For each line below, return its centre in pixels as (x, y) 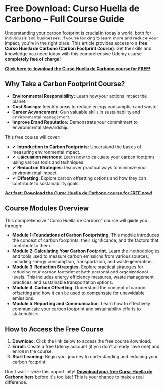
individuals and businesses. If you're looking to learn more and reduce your (82, 38)
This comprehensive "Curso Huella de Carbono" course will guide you (76, 220)
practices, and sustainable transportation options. (63, 282)
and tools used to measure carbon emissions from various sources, (81, 256)
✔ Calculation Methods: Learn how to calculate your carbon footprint (83, 157)
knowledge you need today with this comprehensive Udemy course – (75, 54)
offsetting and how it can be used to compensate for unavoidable (78, 293)
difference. (16, 382)
